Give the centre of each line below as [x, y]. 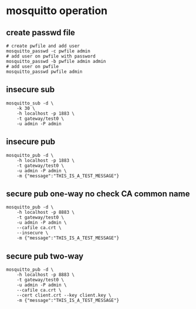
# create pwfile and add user [43, 46]
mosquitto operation [57, 11]
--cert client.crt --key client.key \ [64, 295]
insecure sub [31, 90]
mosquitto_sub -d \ [30, 103]
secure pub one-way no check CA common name [98, 194]
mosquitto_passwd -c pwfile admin [48, 51]
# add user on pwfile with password [51, 56]
